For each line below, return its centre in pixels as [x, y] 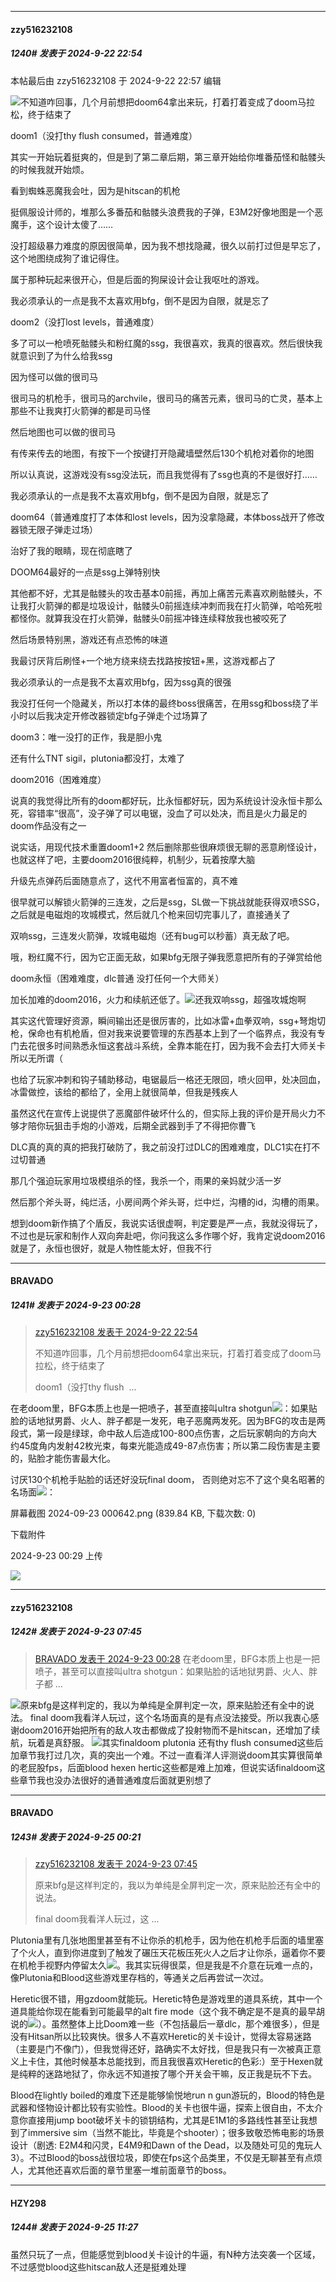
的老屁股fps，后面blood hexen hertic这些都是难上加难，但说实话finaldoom [163, 1767]
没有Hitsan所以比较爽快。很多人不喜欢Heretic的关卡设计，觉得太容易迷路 [161, 2037]
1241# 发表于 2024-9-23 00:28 [76, 1305]
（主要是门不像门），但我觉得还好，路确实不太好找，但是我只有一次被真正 [161, 2049]
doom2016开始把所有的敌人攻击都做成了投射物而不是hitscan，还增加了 [165, 1730]
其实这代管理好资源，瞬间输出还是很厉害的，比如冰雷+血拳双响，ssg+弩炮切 [168, 1020]
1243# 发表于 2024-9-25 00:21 [76, 1837]
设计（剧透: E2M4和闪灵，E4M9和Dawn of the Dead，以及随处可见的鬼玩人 [166, 2145]
